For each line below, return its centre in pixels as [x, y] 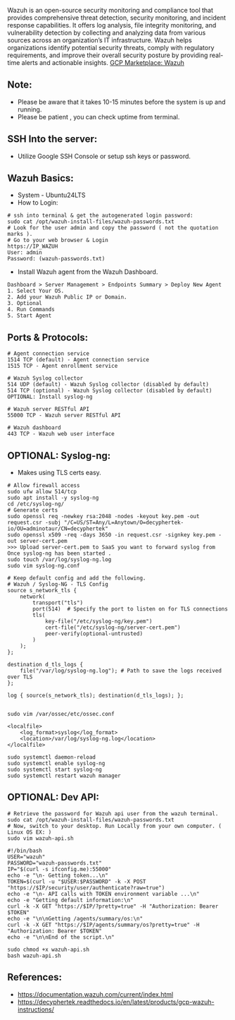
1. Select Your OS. [36, 291]
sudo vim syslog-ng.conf [44, 566]
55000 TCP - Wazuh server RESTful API [64, 416]
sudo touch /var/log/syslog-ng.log [59, 560]
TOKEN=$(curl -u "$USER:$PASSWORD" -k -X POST [77, 882]
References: [34, 977]
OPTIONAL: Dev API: [53, 797]
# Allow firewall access [44, 486]
